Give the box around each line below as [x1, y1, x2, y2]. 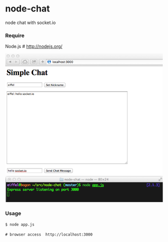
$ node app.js [5, 222, 35, 227]
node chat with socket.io [5, 19, 56, 25]
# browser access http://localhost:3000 [5, 232, 93, 237]
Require [5, 32, 25, 39]
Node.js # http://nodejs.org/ [5, 43, 62, 49]
